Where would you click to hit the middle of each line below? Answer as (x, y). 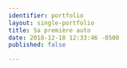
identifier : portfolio (46, 15)
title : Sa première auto (50, 30)
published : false (37, 45)
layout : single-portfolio (51, 23)
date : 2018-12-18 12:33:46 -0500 (64, 38)
